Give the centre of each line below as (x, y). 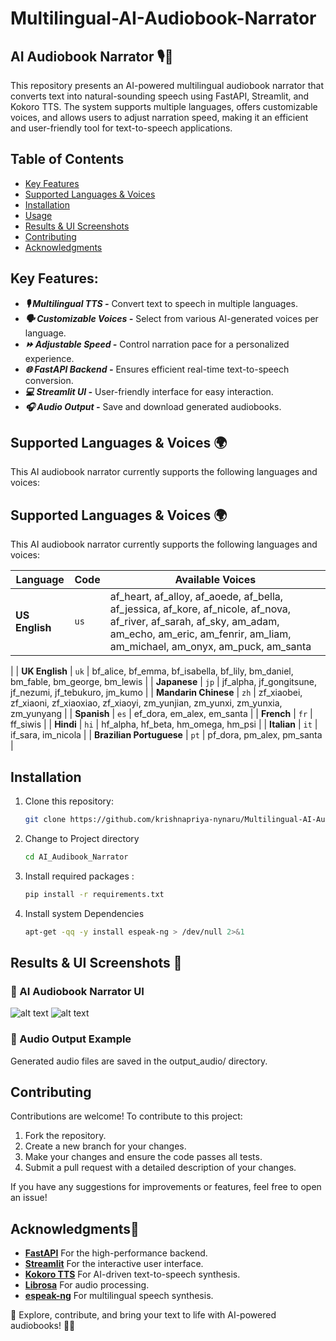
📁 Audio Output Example (71, 1039)
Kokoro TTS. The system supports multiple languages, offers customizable (164, 106)
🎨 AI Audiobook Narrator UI (77, 991)
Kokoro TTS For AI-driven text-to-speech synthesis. (132, 1274)
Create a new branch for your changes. (105, 1146)
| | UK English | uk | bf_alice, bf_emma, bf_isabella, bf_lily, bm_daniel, (152, 671)
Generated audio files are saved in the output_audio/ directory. (139, 1061)
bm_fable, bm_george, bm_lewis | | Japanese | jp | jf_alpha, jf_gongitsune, (163, 682)
